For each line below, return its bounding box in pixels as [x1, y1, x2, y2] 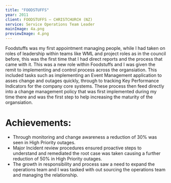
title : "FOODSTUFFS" [5, 7, 50, 13]
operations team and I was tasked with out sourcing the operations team [12, 166, 165, 172]
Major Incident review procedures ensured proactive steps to [12, 145, 142, 151]
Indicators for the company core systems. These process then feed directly [5, 83, 165, 89]
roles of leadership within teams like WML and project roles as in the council [5, 50, 166, 57]
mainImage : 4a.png [5, 27, 45, 32]
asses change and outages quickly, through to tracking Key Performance [5, 77, 159, 84]
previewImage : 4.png [5, 31, 50, 36]
